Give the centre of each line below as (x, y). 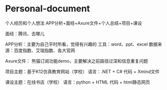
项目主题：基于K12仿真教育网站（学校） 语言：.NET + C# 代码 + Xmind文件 (82, 71)
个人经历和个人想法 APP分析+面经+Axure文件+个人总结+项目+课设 (74, 23)
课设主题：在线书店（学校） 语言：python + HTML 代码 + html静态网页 (78, 82)
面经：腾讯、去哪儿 (25, 33)
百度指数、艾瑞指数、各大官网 (44, 50)
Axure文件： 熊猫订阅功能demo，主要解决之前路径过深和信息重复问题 (77, 61)
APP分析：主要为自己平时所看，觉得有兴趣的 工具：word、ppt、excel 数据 (82, 44)
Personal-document (48, 9)
